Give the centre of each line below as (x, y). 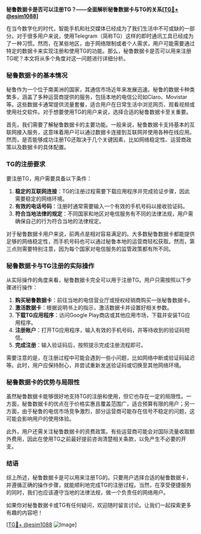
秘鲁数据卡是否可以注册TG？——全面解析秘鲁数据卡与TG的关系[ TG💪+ (92, 9)
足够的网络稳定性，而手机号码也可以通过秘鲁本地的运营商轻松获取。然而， (98, 241)
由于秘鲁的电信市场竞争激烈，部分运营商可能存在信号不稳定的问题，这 (108, 411)
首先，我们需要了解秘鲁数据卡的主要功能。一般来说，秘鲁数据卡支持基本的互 (100, 125)
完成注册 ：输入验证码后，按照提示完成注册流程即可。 (80, 345)
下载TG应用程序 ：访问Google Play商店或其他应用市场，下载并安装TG (100, 315)
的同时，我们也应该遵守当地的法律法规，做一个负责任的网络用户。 (87, 493)
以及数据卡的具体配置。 (40, 147)
